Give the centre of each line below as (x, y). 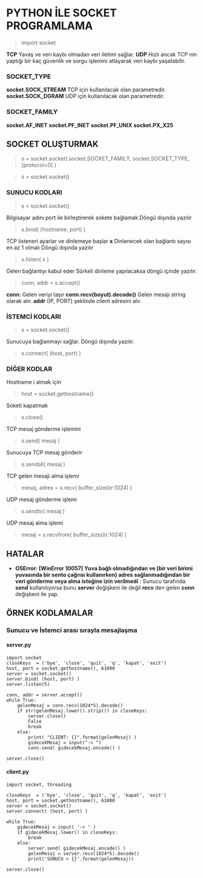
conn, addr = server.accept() (45, 695)
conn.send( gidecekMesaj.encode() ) (74, 748)
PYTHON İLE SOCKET (62, 13)
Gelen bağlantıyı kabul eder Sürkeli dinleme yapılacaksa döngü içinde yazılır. (101, 271)
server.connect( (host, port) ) (47, 811)
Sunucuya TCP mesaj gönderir (45, 453)
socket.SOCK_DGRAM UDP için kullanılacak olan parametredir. (85, 96)
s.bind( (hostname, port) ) (53, 229)
